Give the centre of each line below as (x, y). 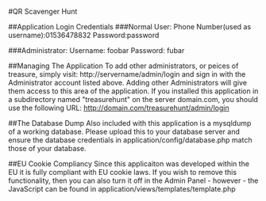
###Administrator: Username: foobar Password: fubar (96, 50)
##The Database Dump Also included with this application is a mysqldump (130, 123)
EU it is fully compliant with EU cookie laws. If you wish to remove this (122, 172)
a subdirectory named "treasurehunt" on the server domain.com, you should (133, 99)
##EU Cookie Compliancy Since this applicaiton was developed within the (129, 164)
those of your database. (47, 148)
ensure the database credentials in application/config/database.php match (130, 140)
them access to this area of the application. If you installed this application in (133, 91)
